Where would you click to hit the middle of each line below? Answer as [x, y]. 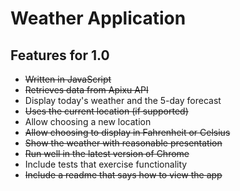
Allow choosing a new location [88, 121]
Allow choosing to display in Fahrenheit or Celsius [127, 132]
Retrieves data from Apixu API [86, 90]
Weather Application [98, 18]
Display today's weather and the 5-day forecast [123, 100]
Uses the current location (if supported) [106, 111]
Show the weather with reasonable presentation [123, 143]
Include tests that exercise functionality [106, 164]
